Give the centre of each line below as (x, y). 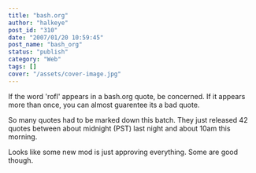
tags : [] (22, 67)
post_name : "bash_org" (45, 45)
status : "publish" (38, 52)
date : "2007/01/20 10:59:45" (56, 37)
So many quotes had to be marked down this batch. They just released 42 (128, 120)
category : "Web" (35, 60)
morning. (23, 136)
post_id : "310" (33, 30)
